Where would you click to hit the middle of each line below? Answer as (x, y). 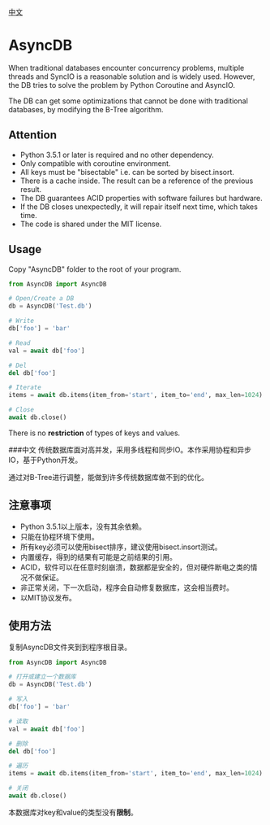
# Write (21, 321)
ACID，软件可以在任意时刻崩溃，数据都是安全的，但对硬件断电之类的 (135, 567)
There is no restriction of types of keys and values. (94, 433)
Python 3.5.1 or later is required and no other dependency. (117, 155)
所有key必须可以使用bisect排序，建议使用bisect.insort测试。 (121, 547)
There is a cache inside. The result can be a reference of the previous (137, 181)
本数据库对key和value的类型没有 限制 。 (73, 812)
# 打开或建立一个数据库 (43, 677)
